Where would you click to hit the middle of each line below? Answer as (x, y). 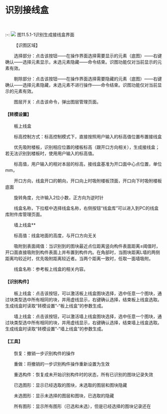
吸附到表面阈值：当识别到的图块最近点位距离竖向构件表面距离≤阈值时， (87, 246)
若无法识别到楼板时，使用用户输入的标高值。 (51, 154)
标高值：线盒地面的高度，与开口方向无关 (55, 236)
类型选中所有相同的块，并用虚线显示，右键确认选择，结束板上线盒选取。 (88, 300)
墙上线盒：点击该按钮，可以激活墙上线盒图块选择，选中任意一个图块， (86, 316)
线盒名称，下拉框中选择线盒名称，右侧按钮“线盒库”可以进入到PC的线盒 (86, 208)
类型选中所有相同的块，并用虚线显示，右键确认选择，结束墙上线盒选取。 (88, 323)
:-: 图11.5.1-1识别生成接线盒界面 (40, 34)
